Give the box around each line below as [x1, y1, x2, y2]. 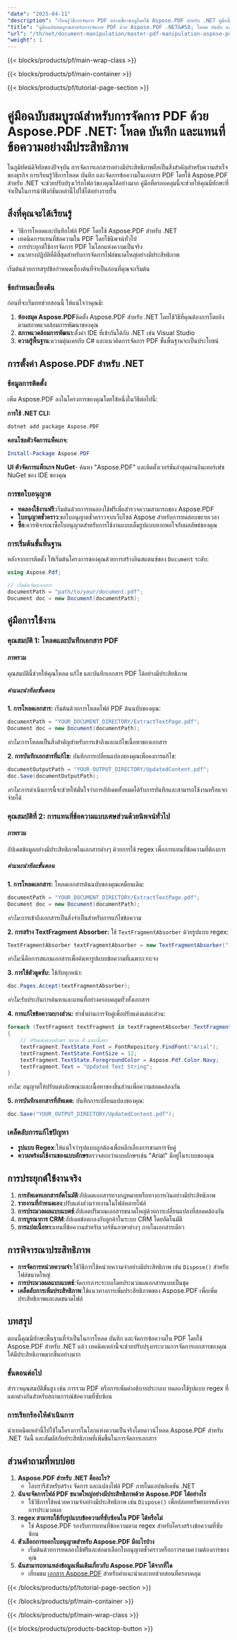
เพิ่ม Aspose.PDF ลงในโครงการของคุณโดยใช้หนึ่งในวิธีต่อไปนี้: [7, 394, 158, 403]
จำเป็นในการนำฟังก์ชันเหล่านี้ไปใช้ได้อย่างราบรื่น [7, 187, 117, 195]
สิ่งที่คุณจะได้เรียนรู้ [7, 208, 73, 220]
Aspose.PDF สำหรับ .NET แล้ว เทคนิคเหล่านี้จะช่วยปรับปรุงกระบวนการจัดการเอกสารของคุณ [7, 1342, 227, 1350]
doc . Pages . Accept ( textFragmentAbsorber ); [7, 983, 131, 990]
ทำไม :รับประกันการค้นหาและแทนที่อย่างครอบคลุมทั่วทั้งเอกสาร [7, 995, 150, 1004]
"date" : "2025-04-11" [7, 10, 71, 18]
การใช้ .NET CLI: [7, 409, 51, 417]
